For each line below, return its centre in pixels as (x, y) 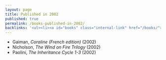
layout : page (19, 10)
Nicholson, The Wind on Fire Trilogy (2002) (56, 47)
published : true (22, 19)
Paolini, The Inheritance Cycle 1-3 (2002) (54, 53)
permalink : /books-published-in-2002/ (45, 23)
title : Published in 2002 (32, 14)
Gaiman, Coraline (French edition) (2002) (54, 42)
